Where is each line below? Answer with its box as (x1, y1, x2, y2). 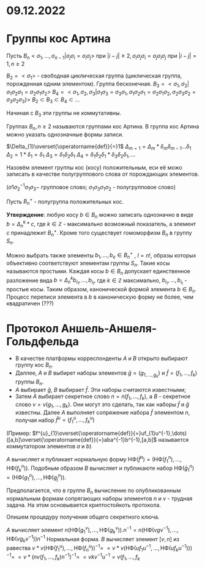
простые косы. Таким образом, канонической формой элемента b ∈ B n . (6, 285, 197, 294)
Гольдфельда (6, 334, 80, 348)
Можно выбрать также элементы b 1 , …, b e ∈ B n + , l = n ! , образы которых (6, 250, 197, 260)
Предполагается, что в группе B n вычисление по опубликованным (6, 487, 181, 496)
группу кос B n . (15, 361, 54, 370)
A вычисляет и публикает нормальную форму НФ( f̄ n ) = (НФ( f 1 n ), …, (6, 455, 182, 464)
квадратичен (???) (6, 300, 54, 307)
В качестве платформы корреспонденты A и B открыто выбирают (15, 354, 188, 362)
